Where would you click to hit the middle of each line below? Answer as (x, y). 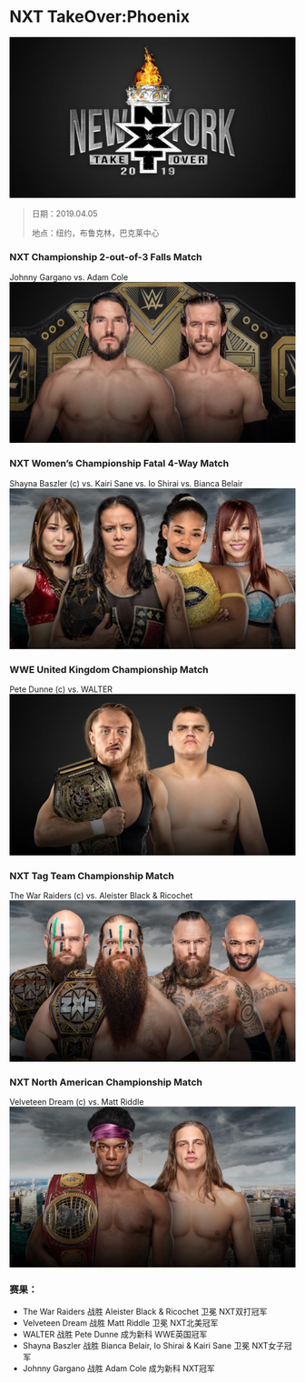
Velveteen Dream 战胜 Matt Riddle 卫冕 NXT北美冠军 (120, 1323)
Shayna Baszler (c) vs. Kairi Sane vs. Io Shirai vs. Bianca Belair (126, 483)
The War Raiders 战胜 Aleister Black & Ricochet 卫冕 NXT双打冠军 (145, 1311)
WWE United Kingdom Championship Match (109, 669)
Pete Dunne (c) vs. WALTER (61, 689)
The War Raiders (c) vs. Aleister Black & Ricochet (101, 896)
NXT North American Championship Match (106, 1082)
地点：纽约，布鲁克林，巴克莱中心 (95, 233)
